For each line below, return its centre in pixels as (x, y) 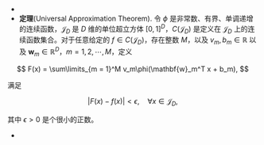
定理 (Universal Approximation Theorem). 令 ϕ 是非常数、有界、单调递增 (136, 18)
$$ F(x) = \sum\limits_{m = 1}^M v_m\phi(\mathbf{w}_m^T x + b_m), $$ (133, 69)
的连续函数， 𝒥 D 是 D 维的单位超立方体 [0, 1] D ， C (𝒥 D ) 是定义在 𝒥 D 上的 (133, 29)
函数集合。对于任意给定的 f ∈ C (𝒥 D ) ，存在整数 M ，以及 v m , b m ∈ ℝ (137, 41)
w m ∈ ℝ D (44, 52)
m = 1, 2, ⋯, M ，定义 (99, 52)
